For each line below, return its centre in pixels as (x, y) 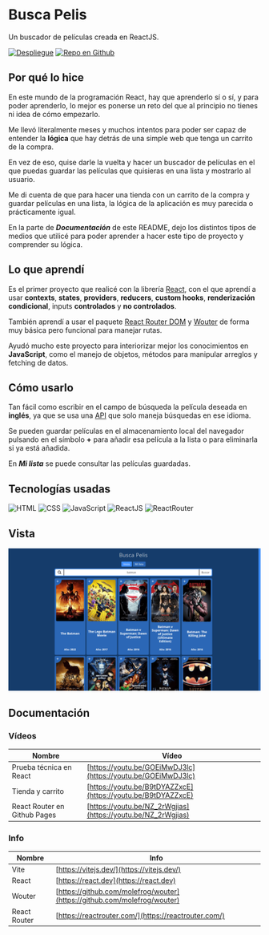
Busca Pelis (48, 15)
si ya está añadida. (39, 448)
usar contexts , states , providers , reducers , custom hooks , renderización (132, 297)
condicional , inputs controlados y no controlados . (92, 306)
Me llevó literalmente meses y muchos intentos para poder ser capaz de (127, 129)
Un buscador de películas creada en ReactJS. (84, 37)
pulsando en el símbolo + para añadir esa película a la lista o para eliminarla (133, 439)
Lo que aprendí (46, 270)
